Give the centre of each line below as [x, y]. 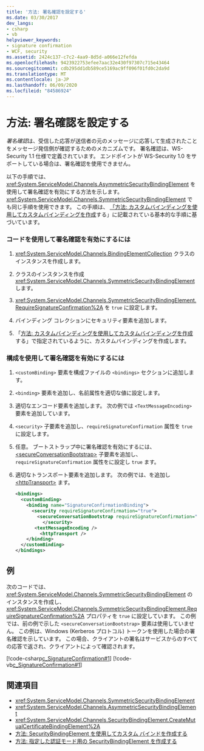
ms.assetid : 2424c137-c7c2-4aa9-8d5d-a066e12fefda [72, 57]
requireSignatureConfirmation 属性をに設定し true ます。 [87, 462]
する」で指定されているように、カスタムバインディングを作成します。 [102, 341]
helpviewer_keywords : [34, 40]
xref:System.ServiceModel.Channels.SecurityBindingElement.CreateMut [105, 719]
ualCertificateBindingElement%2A [58, 726]
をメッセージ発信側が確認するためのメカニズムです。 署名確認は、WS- [95, 148]
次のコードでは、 [28, 586]
